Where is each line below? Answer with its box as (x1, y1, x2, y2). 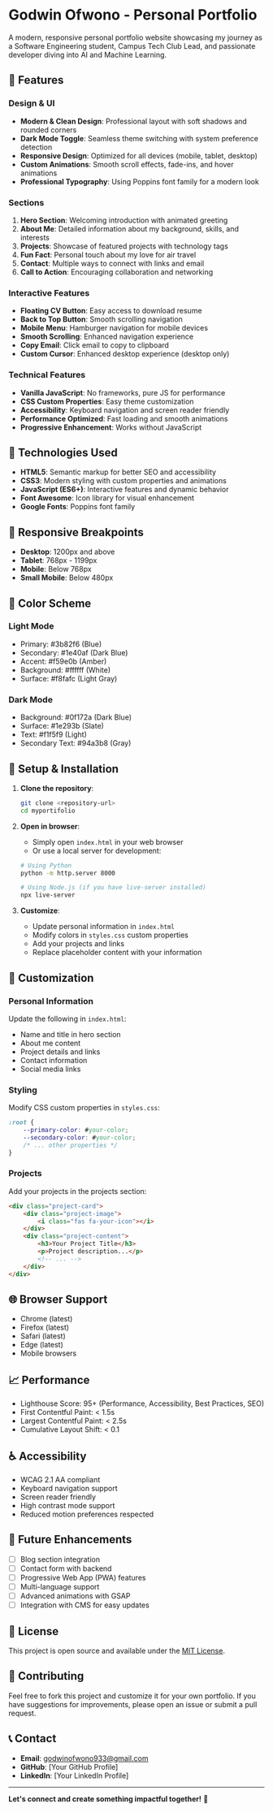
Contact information (19, 1055, 88, 1065)
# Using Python (19, 861, 72, 870)
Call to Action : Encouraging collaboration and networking (19, 266, 214, 277)
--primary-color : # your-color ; (23, 1127, 129, 1135)
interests (19, 232, 50, 242)
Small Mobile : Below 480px (19, 573, 114, 582)
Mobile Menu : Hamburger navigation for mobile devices (19, 323, 209, 333)
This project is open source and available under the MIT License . (8, 1646, 226, 1656)
